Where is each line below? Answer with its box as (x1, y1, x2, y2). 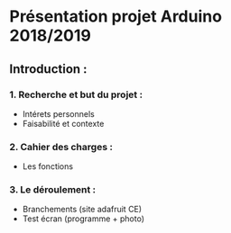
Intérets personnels (22, 108, 95, 119)
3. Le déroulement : (9, 184, 97, 196)
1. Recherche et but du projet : (9, 88, 143, 101)
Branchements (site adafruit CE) (22, 204, 143, 215)
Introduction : (9, 61, 88, 76)
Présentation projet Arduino (9, 6, 223, 27)
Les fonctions (22, 161, 74, 172)
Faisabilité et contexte (22, 118, 105, 129)
